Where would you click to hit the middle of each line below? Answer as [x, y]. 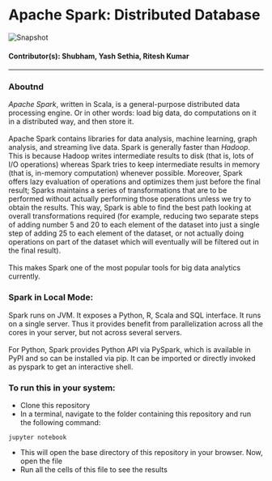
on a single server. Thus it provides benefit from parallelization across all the [136, 324]
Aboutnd [26, 87]
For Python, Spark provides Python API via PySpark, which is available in [130, 349]
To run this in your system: [62, 388]
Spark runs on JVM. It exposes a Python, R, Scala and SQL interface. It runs [135, 315]
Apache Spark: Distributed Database [134, 15]
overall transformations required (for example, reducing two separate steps [134, 216]
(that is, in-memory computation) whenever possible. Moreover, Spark [125, 173]
